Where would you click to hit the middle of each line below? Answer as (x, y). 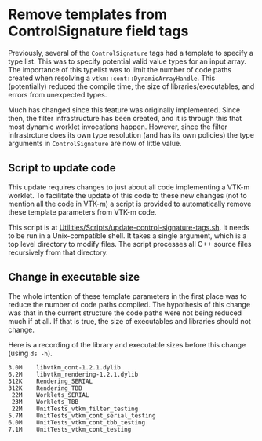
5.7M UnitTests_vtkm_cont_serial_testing (82, 415)
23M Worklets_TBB (45, 402)
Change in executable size (74, 277)
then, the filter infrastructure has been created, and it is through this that (125, 118)
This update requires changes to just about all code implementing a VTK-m (129, 187)
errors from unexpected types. (58, 94)
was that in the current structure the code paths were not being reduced (125, 313)
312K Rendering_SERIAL (50, 381)
